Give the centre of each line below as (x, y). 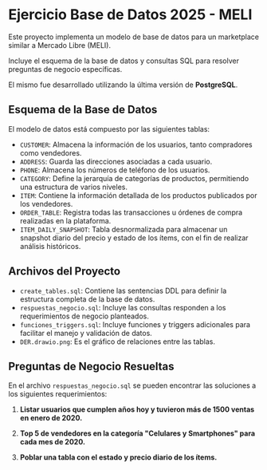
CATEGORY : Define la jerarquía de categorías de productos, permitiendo (134, 178)
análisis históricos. (50, 246)
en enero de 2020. (51, 418)
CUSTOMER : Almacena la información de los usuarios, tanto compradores (136, 144)
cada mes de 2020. (53, 442)
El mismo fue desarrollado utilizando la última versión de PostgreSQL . (123, 85)
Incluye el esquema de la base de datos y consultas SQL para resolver (124, 61)
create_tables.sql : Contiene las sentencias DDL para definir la (123, 290)
